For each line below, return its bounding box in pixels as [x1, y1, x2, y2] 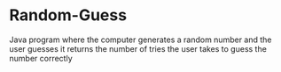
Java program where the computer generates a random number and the [9, 34, 272, 45]
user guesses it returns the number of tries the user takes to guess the [9, 43, 268, 54]
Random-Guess [9, 5, 127, 25]
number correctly [9, 53, 73, 63]
